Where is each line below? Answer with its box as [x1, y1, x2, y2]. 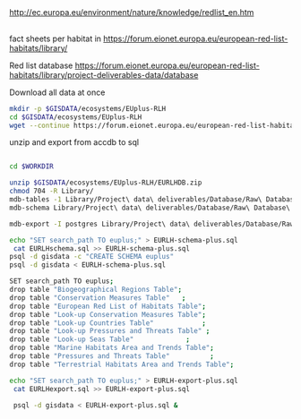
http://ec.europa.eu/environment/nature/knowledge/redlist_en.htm [9, 7, 254, 18]
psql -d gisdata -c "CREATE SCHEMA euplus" [9, 252, 175, 261]
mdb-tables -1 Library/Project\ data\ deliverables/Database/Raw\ [9, 195, 262, 204]
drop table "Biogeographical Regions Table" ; [9, 286, 182, 295]
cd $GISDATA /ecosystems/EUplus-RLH [9, 112, 142, 122]
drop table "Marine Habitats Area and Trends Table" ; [9, 344, 215, 353]
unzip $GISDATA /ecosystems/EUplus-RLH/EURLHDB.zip [9, 178, 202, 187]
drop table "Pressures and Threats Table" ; [9, 352, 215, 361]
